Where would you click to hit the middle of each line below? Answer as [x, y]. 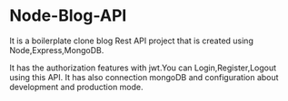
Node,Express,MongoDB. [57, 50]
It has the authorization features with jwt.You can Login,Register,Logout [143, 68]
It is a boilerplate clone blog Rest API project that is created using [132, 41]
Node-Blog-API [68, 16]
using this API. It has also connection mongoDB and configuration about [144, 77]
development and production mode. [76, 87]
